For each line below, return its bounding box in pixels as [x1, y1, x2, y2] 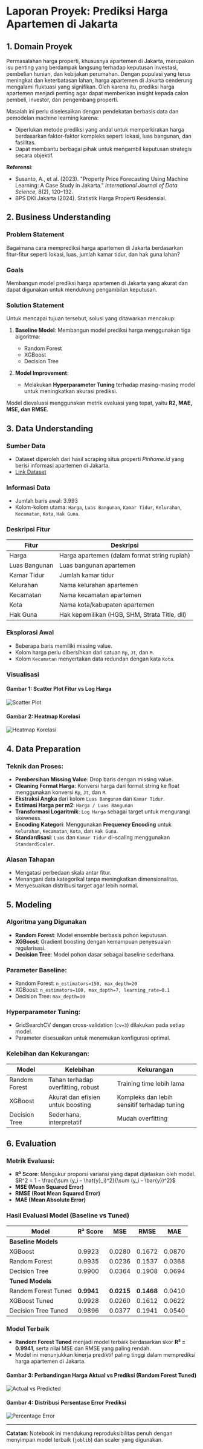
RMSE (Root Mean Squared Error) [14, 1190, 101, 1197]
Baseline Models [9, 1237, 59, 1246]
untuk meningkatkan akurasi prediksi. [24, 388, 118, 395]
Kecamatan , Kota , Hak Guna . [14, 510, 80, 517]
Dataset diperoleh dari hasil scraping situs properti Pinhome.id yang [14, 455, 184, 462]
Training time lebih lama [117, 1079, 185, 1088]
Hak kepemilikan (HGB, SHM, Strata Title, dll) [59, 610, 187, 619]
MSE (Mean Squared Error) [14, 1183, 84, 1191]
